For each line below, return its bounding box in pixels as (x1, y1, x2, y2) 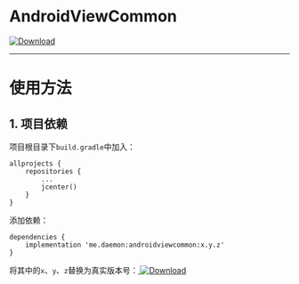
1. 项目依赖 (9, 116, 69, 131)
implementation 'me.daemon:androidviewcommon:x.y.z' (25, 240, 225, 249)
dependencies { (9, 232, 66, 241)
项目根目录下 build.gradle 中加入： (9, 141, 135, 152)
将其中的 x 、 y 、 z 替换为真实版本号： (9, 264, 139, 275)
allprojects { (9, 158, 62, 168)
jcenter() (41, 183, 77, 191)
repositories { (25, 166, 82, 175)
